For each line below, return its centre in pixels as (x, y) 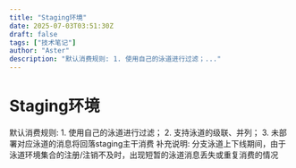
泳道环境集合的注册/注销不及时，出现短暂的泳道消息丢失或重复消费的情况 (144, 155)
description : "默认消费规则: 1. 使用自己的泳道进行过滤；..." (115, 59)
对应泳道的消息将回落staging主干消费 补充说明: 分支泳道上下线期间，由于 (151, 143)
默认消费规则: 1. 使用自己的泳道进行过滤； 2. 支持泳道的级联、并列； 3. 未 (144, 132)
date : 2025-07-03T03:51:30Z (62, 26)
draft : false (34, 34)
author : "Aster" (39, 51)
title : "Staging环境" (48, 17)
